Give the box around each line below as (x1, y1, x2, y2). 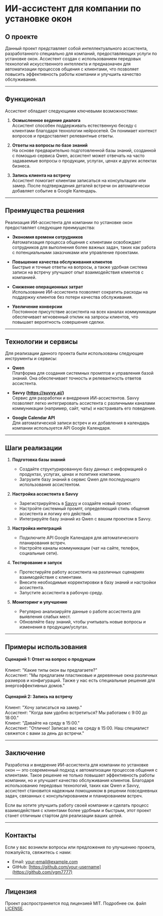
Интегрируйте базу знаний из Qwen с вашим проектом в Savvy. (19, 516, 152, 522)
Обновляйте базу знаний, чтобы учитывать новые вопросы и (19, 619, 146, 625)
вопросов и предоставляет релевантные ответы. (12, 133, 114, 138)
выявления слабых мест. (19, 614, 71, 620)
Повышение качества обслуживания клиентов (12, 259, 113, 265)
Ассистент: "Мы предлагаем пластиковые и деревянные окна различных (5, 672, 158, 678)
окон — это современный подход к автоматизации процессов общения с (5, 767, 158, 773)
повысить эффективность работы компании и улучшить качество (5, 71, 142, 77)
